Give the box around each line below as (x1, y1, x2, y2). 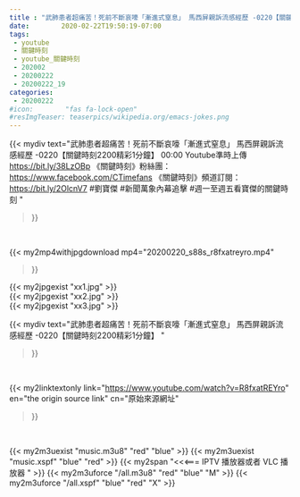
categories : (9, 88, 54, 97)
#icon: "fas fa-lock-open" (9, 105, 138, 114)
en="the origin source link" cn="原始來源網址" (9, 393, 179, 404)
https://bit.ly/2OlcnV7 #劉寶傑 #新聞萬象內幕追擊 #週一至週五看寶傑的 (9, 183, 265, 194)
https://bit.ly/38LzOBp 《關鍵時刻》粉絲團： (9, 161, 171, 172)
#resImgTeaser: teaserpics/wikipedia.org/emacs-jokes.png (9, 113, 229, 122)
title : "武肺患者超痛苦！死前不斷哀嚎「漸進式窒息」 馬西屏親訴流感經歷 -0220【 (9, 13, 279, 22)
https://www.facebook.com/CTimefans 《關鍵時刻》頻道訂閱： (9, 172, 241, 183)
